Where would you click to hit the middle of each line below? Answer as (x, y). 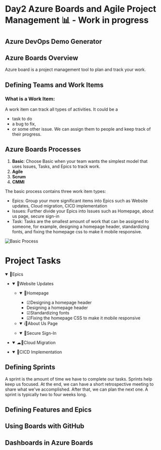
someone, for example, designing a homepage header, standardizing (80, 226)
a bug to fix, (24, 124)
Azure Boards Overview (42, 58)
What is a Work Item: (30, 99)
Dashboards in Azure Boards (49, 442)
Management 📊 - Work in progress (77, 20)
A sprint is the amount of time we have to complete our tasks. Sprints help (79, 379)
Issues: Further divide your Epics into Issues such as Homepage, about (83, 211)
